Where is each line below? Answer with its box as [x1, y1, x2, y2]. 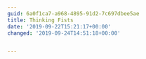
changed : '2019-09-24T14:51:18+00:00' [7, 29, 121, 37]
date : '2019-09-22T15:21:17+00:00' [7, 23, 112, 30]
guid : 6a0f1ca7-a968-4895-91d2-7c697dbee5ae [7, 10, 140, 17]
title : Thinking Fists [7, 17, 74, 24]
